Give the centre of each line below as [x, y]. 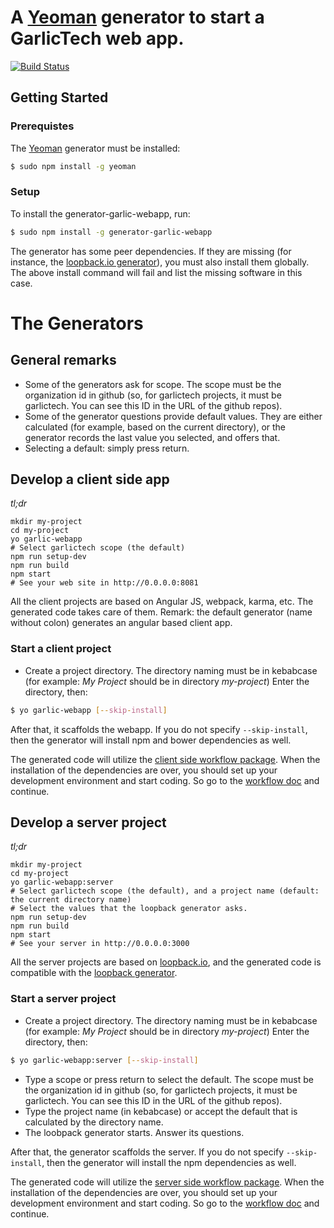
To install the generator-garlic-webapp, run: [100, 213]
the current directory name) [71, 900]
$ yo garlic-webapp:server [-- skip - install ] [104, 1060]
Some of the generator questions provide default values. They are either [173, 416]
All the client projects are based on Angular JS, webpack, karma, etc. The [162, 602]
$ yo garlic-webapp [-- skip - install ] [89, 710]
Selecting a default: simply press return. [107, 448]
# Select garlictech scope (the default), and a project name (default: [165, 891]
